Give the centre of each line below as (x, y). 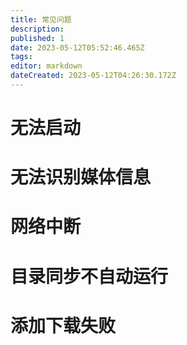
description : (37, 29)
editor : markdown (46, 66)
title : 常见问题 (41, 19)
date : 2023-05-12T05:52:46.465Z (77, 47)
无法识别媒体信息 (81, 177)
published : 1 (37, 38)
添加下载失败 (63, 325)
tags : (21, 57)
